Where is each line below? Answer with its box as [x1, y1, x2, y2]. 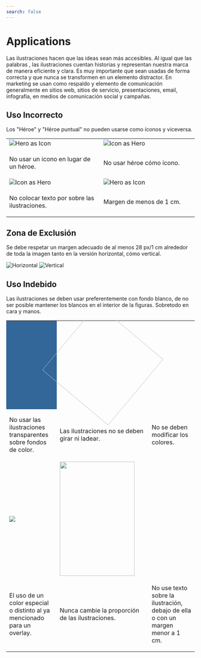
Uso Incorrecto [6, 110, 63, 120]
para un [9, 621, 31, 629]
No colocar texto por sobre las [9, 194, 95, 203]
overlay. [9, 629, 32, 637]
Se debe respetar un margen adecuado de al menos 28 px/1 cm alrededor [6, 244, 188, 251]
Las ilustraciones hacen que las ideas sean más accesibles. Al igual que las [6, 55, 192, 62]
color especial [9, 599, 49, 607]
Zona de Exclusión [6, 228, 77, 238]
